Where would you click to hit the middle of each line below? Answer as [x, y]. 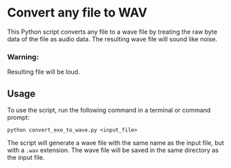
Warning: [23, 56]
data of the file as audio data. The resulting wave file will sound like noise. [112, 39]
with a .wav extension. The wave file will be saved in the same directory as [113, 150]
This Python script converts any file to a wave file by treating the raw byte [112, 32]
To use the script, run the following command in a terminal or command [109, 110]
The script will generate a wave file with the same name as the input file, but [116, 143]
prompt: [18, 118]
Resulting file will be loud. [44, 72]
